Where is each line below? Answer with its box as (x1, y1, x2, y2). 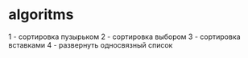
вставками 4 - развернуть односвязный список (8, 40, 173, 49)
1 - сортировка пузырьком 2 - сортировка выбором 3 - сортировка (8, 32, 241, 41)
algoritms (8, 6, 74, 24)
